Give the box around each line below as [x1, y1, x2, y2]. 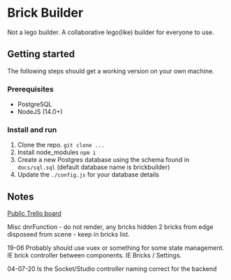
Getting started [7, 48, 75, 60]
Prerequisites [7, 84, 54, 94]
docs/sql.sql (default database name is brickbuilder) [17, 163, 170, 172]
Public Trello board [7, 209, 61, 218]
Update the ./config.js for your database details [17, 170, 159, 179]
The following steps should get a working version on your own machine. [7, 66, 214, 75]
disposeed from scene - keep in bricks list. [7, 230, 131, 239]
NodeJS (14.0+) [17, 108, 63, 116]
